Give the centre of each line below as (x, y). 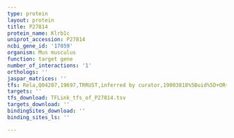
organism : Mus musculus (42, 53)
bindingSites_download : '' (46, 111)
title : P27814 (28, 26)
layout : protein (31, 20)
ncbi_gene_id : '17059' (40, 46)
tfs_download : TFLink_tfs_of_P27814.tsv (67, 98)
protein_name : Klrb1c (39, 33)
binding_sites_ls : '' (39, 117)
